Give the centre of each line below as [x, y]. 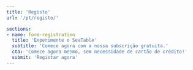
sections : [19, 29]
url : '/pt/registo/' [33, 18]
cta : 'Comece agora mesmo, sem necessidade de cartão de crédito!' [100, 52]
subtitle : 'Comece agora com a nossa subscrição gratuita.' [90, 46]
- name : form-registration [41, 34]
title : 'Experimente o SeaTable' [55, 41]
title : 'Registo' [28, 12]
